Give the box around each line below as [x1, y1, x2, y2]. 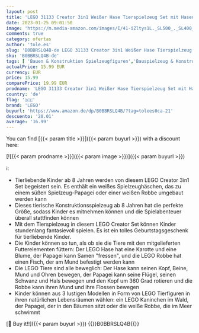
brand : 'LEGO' [6, 102, 41, 108]
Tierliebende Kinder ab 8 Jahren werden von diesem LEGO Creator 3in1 [14, 177, 190, 184]
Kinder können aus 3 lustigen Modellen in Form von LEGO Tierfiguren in [14, 290, 191, 297]
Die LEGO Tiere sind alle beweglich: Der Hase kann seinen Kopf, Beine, [14, 265, 188, 272]
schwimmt [14, 309, 40, 316]
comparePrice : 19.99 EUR [6, 81, 68, 87]
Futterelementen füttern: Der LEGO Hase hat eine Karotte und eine [14, 246, 176, 253]
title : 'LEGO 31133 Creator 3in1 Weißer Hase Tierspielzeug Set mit [6, 14, 179, 20]
